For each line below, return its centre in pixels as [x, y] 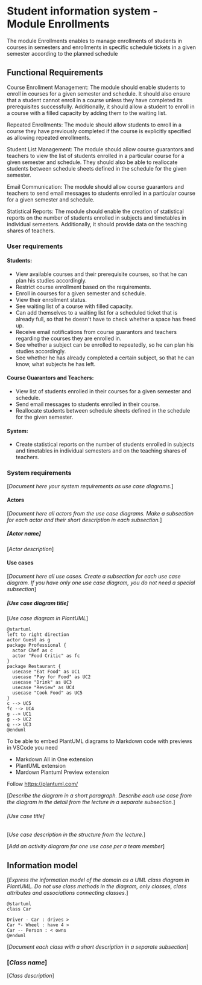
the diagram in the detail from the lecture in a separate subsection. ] [91, 802]
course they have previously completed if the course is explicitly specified [99, 131]
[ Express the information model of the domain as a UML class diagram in [98, 880]
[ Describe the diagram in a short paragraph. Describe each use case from [99, 795]
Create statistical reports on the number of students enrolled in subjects [105, 444]
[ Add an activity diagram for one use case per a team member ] [86, 846]
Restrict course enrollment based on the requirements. [83, 287]
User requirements [35, 246]
